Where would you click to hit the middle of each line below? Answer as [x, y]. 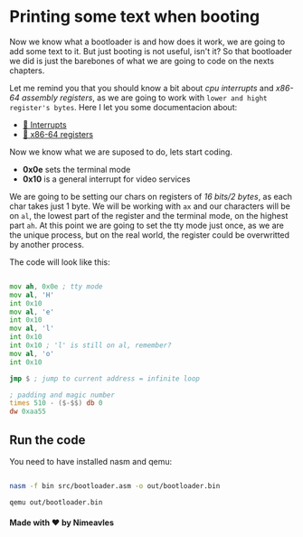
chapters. [27, 71]
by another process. [47, 244]
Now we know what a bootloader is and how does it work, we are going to [147, 42]
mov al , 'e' [32, 312]
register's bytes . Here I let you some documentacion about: [123, 107]
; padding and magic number [62, 395]
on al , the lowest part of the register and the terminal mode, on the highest [149, 215]
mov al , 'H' [32, 295]
